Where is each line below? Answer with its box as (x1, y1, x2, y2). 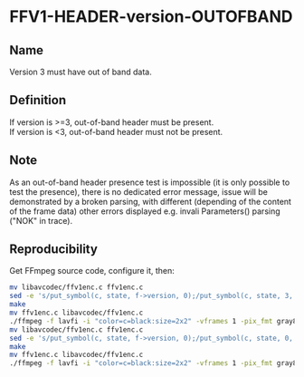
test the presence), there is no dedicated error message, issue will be (9, 186, 269, 197)
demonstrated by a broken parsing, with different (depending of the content (9, 196, 292, 207)
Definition (9, 92, 66, 108)
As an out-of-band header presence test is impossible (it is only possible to (9, 177, 290, 188)
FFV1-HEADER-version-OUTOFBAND (9, 6, 293, 27)
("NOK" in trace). (9, 215, 73, 226)
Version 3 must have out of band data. (9, 66, 152, 77)
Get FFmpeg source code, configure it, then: (9, 266, 175, 276)
